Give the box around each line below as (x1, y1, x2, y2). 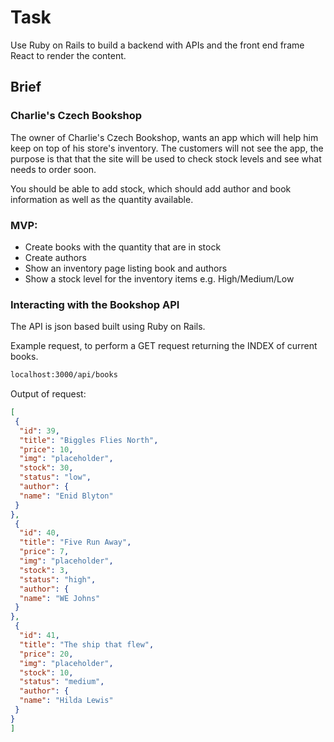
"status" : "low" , (19, 472, 92, 483)
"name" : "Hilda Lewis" (19, 696, 114, 706)
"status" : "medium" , (19, 677, 105, 687)
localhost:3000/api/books (10, 370, 118, 380)
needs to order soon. (10, 163, 97, 175)
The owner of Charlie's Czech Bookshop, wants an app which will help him (10, 131, 319, 143)
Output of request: (10, 388, 87, 400)
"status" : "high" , (19, 574, 97, 585)
